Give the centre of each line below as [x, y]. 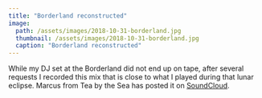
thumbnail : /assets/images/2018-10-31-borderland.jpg [107, 38]
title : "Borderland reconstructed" [68, 16]
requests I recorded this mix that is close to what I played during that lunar [131, 77]
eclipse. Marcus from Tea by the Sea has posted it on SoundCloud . [119, 86]
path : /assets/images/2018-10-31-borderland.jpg [98, 31]
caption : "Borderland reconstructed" [79, 46]
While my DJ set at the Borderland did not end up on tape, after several [126, 68]
